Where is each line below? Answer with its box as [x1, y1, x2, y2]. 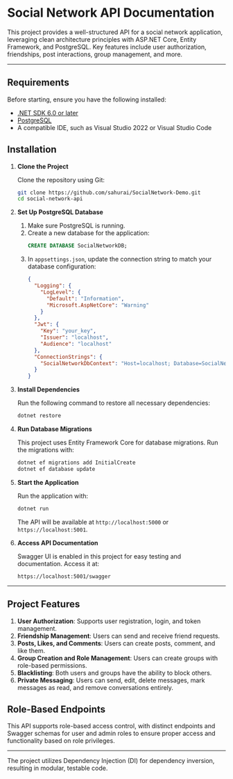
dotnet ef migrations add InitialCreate [17, 459, 136, 467]
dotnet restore [17, 412, 62, 419]
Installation [7, 144, 57, 156]
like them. [17, 646, 46, 654]
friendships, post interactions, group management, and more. [7, 50, 182, 58]
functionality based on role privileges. [7, 737, 116, 745]
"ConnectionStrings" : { [33, 353, 103, 360]
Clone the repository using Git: [17, 175, 105, 184]
